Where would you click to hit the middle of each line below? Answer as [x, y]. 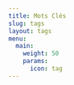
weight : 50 [41, 53]
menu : [17, 38]
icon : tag [46, 69]
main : [25, 46]
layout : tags [30, 31]
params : [35, 62]
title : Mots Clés [37, 16]
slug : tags [27, 23]
